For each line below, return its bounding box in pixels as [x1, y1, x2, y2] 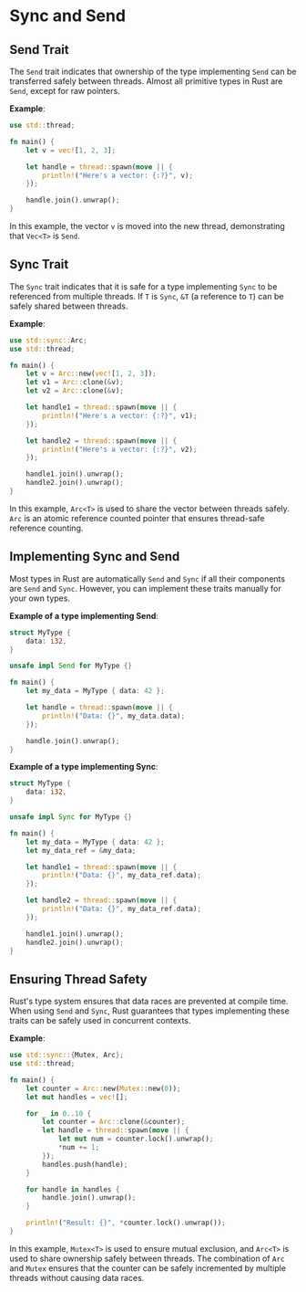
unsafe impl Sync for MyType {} [9, 813, 132, 822]
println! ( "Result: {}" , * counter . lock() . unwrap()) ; [25, 1218, 226, 1228]
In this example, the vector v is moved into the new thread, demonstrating [9, 221, 285, 231]
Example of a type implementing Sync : [9, 762, 158, 772]
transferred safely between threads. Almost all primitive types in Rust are [9, 76, 283, 87]
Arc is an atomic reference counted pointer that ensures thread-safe [9, 512, 265, 523]
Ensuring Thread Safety [9, 972, 148, 987]
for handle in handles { [25, 1184, 120, 1194]
